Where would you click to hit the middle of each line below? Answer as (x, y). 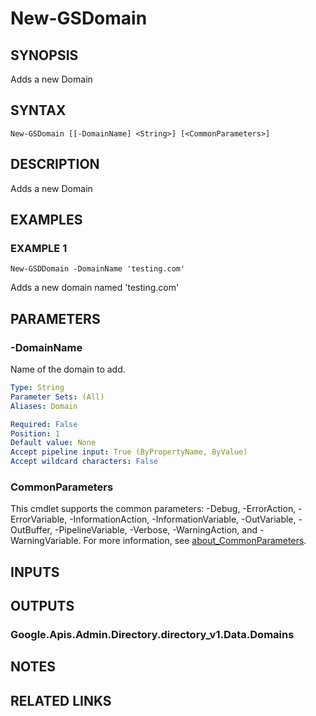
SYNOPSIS (44, 55)
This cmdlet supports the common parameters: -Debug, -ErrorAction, (153, 509)
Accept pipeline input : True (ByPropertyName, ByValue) (129, 452)
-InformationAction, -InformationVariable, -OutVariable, (183, 519)
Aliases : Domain (44, 406)
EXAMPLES (46, 220)
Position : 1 (35, 433)
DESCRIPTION (55, 164)
